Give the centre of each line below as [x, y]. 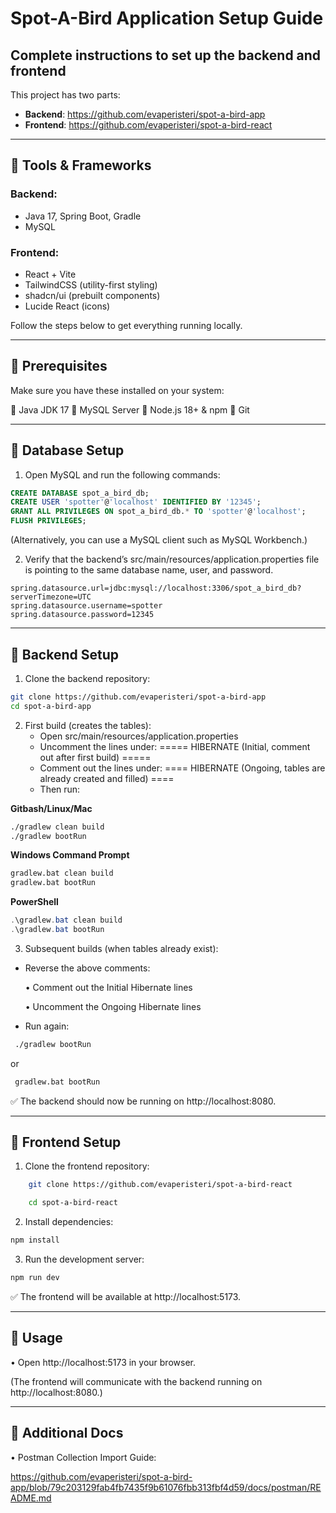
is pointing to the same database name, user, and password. [149, 570]
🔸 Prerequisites [59, 366]
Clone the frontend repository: [87, 1166]
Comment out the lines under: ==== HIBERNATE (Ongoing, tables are [182, 768]
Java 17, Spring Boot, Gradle [83, 216]
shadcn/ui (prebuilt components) [92, 295]
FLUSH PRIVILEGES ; [48, 521]
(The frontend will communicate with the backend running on [136, 1381]
